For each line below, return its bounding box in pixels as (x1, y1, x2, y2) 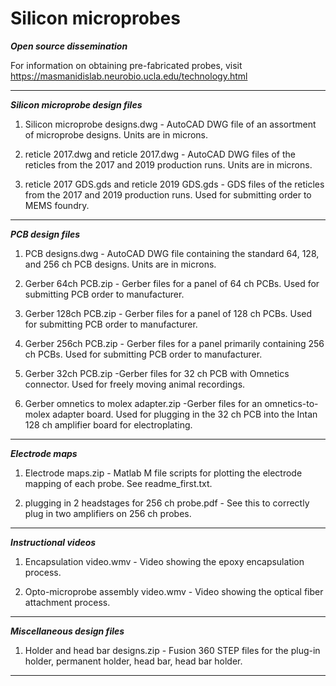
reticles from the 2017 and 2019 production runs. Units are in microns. (24, 158, 313, 171)
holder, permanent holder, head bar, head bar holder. (24, 655, 243, 667)
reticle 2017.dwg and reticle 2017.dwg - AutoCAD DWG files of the (24, 148, 296, 160)
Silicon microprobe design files (10, 98, 143, 111)
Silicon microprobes (10, 7, 181, 30)
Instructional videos (10, 536, 97, 548)
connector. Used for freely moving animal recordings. (24, 378, 246, 390)
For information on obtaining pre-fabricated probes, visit (10, 59, 243, 71)
